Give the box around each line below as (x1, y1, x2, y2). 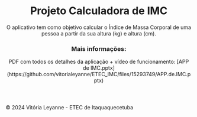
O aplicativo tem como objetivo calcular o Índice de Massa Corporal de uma (6, 24, 192, 31)
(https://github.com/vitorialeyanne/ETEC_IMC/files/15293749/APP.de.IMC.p (7, 71, 191, 78)
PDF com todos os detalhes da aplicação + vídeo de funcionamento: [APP (8, 58, 189, 66)
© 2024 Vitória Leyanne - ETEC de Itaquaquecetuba (5, 104, 134, 111)
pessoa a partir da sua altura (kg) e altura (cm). (41, 30, 157, 37)
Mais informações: (71, 44, 127, 53)
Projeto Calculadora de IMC (30, 4, 168, 18)
